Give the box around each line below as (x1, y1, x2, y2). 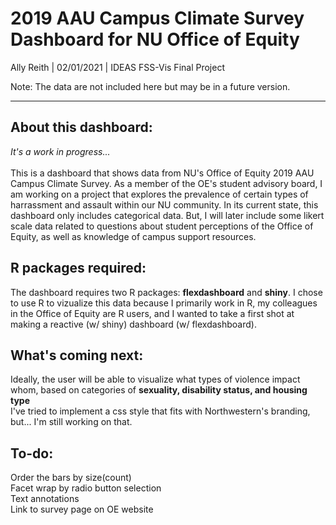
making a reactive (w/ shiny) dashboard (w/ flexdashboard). (10, 318, 257, 330)
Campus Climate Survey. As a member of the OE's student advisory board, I (10, 177, 323, 189)
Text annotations (10, 493, 80, 505)
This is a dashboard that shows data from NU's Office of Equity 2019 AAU (10, 167, 315, 179)
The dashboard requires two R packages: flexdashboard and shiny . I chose (10, 286, 323, 298)
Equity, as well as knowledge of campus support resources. (10, 230, 257, 242)
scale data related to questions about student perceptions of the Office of (10, 220, 314, 232)
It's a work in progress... (10, 145, 111, 157)
